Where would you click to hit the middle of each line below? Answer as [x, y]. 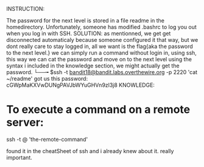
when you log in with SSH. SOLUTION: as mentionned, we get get [89, 33]
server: [25, 122]
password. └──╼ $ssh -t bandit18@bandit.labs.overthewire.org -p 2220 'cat [102, 72]
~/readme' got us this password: [47, 79]
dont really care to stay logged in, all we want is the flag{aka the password [100, 46]
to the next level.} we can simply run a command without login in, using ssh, [101, 53]
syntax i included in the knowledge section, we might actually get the [93, 66]
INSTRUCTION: [25, 9]
